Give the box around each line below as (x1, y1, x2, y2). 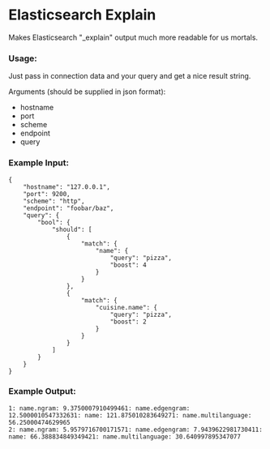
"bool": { (37, 218, 71, 226)
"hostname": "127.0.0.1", (23, 182, 111, 191)
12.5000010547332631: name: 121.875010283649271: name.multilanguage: (8, 411, 252, 419)
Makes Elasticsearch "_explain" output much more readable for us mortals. (8, 32, 258, 42)
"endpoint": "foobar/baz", (23, 204, 114, 212)
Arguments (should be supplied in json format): (8, 87, 166, 96)
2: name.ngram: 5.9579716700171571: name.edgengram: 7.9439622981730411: (8, 425, 264, 434)
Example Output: (8, 386, 76, 397)
